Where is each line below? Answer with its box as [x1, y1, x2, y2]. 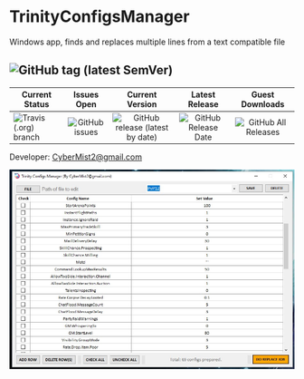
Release [187, 99, 219, 110]
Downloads [241, 99, 285, 110]
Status [24, 99, 50, 110]
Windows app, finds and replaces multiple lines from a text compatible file [9, 36, 286, 47]
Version [126, 99, 157, 110]
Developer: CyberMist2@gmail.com [9, 151, 143, 162]
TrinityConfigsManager [9, 6, 190, 27]
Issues [73, 89, 100, 101]
